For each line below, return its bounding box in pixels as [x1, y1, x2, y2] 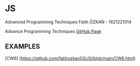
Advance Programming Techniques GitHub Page [5, 28, 101, 34]
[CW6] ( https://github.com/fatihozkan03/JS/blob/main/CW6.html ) [5, 55, 136, 61]
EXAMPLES [5, 42, 40, 51]
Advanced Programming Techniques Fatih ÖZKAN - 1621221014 [5, 19, 132, 25]
